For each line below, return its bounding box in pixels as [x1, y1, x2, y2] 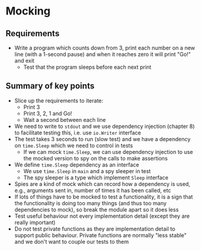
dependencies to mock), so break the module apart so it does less [14, 206, 179, 213]
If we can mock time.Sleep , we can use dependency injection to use [23, 148, 193, 155]
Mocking [5, 4, 51, 18]
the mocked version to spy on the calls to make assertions [23, 154, 168, 162]
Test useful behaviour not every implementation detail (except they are [14, 212, 190, 220]
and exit [14, 57, 34, 64]
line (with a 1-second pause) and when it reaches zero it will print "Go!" [14, 51, 191, 58]
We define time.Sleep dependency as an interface [14, 161, 140, 168]
